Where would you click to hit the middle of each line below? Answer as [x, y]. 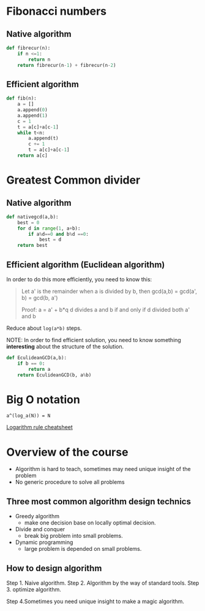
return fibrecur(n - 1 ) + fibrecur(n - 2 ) [67, 65]
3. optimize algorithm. [34, 590]
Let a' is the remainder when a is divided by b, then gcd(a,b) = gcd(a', [109, 291]
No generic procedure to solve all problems [70, 482]
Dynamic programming [44, 542]
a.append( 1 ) [32, 115]
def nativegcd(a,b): [33, 217]
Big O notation [43, 399]
